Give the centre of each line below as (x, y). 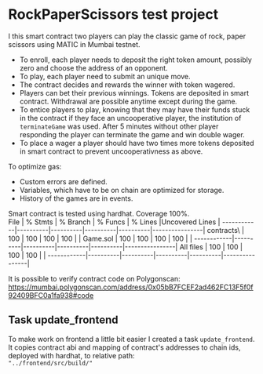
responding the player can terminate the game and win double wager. (132, 134)
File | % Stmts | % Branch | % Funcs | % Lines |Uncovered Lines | (115, 222)
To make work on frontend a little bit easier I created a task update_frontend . (131, 339)
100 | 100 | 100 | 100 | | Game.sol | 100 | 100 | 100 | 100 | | (100, 238)
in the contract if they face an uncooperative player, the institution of (130, 118)
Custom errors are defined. (63, 181)
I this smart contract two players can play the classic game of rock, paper (127, 36)
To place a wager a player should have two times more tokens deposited (137, 143)
